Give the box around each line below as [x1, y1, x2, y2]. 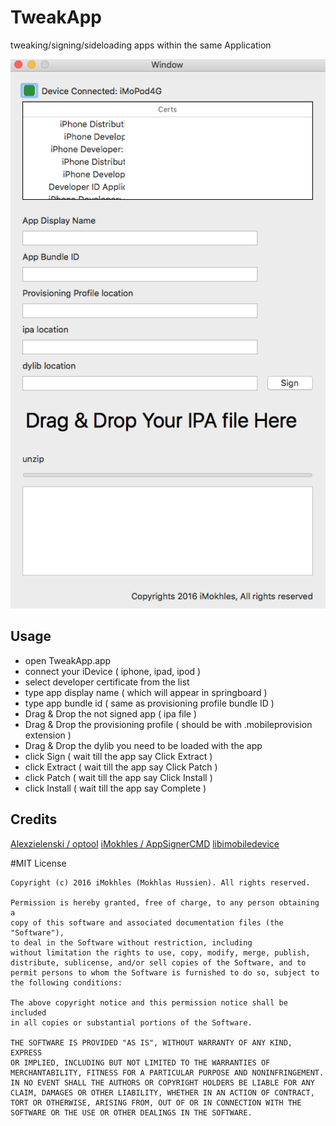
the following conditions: [10, 977, 123, 988]
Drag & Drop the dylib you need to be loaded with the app [24, 739, 263, 751]
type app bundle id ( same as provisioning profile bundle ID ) [24, 697, 275, 709]
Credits [10, 811, 58, 828]
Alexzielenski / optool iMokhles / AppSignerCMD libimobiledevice [10, 837, 280, 850]
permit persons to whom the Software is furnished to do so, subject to [10, 967, 320, 978]
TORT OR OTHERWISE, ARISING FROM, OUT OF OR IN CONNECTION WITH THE [10, 1097, 302, 1108]
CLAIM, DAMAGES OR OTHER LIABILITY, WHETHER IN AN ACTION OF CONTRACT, [10, 1087, 315, 1098]
